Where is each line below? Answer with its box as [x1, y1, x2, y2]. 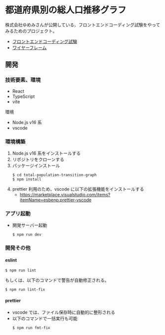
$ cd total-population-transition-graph [12, 172, 97, 177]
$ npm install [12, 176, 41, 182]
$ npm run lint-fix [5, 287, 45, 292]
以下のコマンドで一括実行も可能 [12, 315, 78, 321]
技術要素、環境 [5, 77, 41, 84]
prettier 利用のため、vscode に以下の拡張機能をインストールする [12, 186, 144, 192]
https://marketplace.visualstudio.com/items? [19, 191, 111, 198]
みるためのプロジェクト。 [5, 28, 57, 34]
